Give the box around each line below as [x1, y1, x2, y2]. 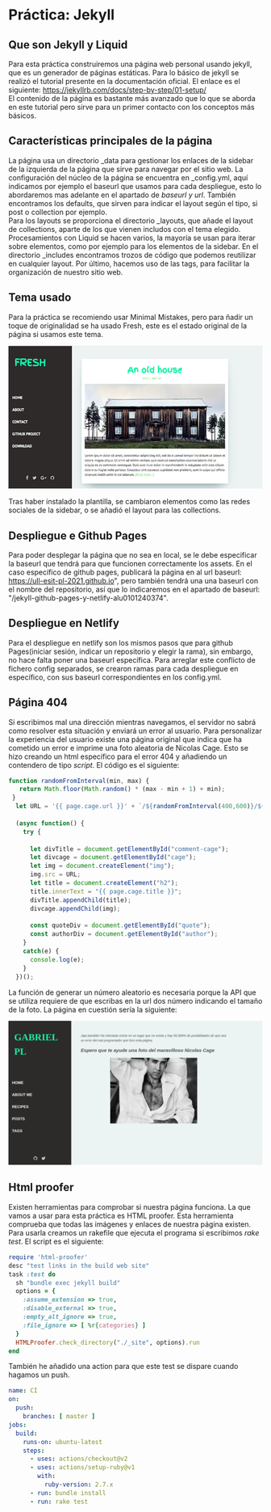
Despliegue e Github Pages [8, 529, 148, 542]
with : [37, 1472, 56, 1480]
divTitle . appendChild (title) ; [29, 895, 131, 904]
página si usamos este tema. [8, 329, 103, 339]
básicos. [8, 111, 37, 120]
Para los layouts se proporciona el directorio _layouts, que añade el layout [8, 216, 254, 225]
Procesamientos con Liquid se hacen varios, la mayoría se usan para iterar [8, 233, 256, 242]
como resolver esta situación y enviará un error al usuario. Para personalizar [8, 726, 262, 735]
